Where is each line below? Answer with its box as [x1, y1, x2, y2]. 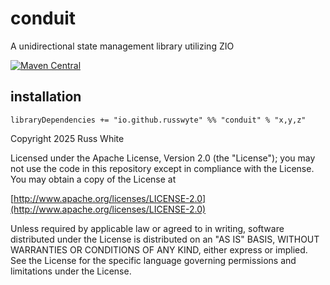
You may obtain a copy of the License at [10, 173, 177, 185]
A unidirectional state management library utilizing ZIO [10, 40, 235, 52]
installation [10, 88, 82, 106]
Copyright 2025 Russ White [10, 132, 125, 144]
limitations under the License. [10, 265, 132, 277]
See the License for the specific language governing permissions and [10, 254, 297, 266]
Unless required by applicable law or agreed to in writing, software [10, 222, 285, 234]
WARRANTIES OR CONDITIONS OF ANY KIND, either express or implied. [10, 243, 308, 256]
